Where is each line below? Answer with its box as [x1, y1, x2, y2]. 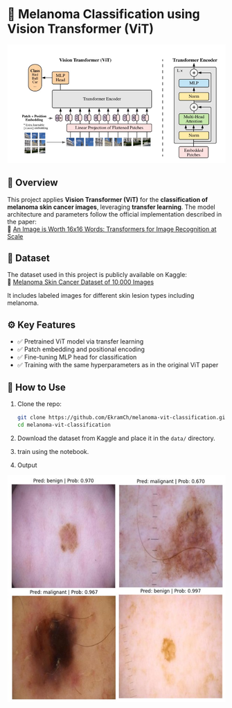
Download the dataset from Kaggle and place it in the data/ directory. [17, 434, 216, 442]
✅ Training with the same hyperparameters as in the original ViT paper [17, 361, 219, 369]
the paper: [7, 217, 37, 226]
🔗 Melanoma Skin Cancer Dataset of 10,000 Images [7, 278, 154, 287]
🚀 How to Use [7, 381, 66, 393]
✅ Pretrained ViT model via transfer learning [17, 337, 144, 346]
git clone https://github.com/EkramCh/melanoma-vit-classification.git [17, 414, 229, 421]
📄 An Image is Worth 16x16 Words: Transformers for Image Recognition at [7, 225, 217, 233]
